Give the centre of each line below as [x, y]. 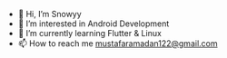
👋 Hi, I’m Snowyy [49, 14]
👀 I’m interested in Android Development [94, 24]
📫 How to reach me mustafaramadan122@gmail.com [118, 43]
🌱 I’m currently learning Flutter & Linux [89, 33]
